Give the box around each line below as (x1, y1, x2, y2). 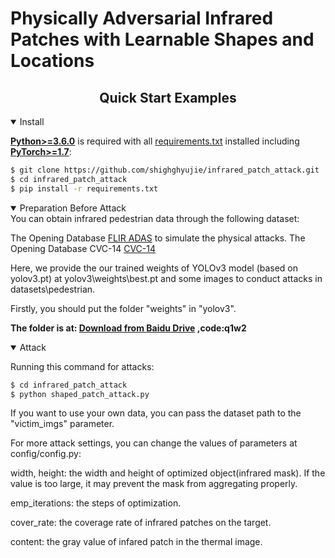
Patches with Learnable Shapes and (10, 28, 315, 51)
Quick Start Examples (99, 89, 237, 106)
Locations (10, 50, 95, 72)
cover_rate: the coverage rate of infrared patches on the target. (10, 517, 272, 529)
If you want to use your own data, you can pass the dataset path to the (10, 407, 302, 419)
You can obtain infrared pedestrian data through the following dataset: (10, 212, 300, 224)
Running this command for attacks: (10, 360, 155, 372)
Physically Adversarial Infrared (10, 7, 274, 30)
